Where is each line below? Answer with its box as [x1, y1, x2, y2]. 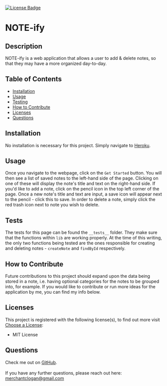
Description [5, 42, 42, 50]
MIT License [12, 332, 38, 338]
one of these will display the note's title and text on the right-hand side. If [5, 181, 156, 187]
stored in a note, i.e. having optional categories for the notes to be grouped [5, 278, 160, 284]
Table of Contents [5, 75, 62, 83]
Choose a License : [5, 322, 43, 328]
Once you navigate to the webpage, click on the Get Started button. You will [5, 170, 162, 176]
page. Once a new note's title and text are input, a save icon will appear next [5, 191, 162, 197]
